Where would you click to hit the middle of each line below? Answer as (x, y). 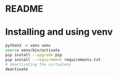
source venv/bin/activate (32, 50)
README (24, 9)
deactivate (17, 69)
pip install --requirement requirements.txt (53, 60)
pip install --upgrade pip (34, 55)
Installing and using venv (59, 32)
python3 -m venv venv (28, 46)
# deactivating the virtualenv (38, 64)
